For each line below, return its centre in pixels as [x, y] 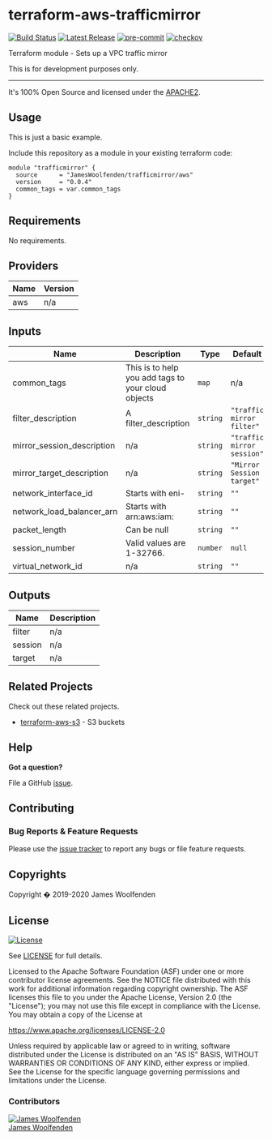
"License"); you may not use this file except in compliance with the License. [135, 1005]
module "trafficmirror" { [52, 168]
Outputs [30, 595]
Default [247, 354]
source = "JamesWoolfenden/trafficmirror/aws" [105, 175]
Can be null [147, 530]
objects [139, 398]
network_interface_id [53, 494]
